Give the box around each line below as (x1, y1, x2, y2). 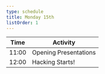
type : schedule (6, 8, 44, 15)
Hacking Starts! (31, 58, 75, 66)
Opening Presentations (31, 49, 96, 57)
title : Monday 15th (6, 14, 55, 20)
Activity (52, 38, 76, 47)
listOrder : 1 (6, 20, 39, 25)
